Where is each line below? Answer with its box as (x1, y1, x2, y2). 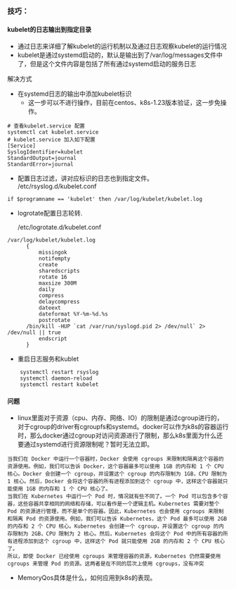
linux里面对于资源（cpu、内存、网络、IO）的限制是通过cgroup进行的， (17, 414, 223, 422)
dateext (38, 304, 61, 311)
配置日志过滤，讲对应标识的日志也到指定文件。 (17, 174, 153, 182)
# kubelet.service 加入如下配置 (7, 136, 96, 144)
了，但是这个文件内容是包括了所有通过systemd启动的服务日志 (17, 60, 197, 68)
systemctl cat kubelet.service (7, 129, 99, 136)
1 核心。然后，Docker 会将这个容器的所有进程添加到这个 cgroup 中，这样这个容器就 (7, 478, 223, 485)
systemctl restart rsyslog (20, 368, 99, 376)
